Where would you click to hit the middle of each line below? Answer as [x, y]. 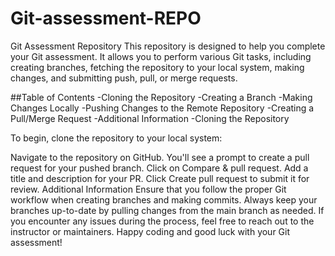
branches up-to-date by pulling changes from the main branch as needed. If [167, 210]
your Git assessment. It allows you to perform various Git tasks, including [161, 56]
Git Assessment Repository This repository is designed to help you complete [168, 46]
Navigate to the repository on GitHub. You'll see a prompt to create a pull [160, 157]
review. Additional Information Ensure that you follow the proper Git [148, 189]
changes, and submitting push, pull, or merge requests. [124, 78]
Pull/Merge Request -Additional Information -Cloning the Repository [150, 118]
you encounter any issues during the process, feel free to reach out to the [162, 221]
